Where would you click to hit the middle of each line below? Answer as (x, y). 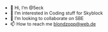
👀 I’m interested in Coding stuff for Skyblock (57, 13)
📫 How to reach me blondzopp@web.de (53, 24)
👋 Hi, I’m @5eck (27, 8)
